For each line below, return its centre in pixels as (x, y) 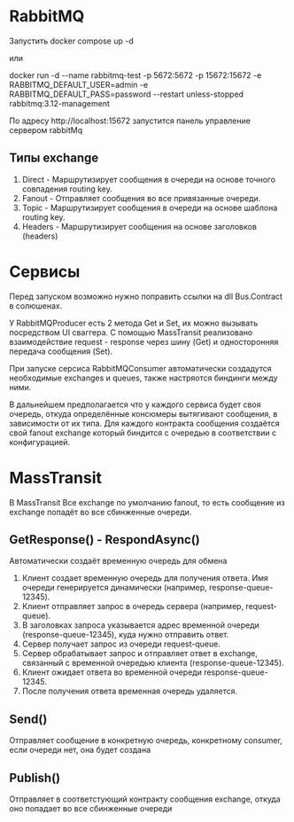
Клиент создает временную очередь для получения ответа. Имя (145, 578)
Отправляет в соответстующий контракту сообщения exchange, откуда (145, 799)
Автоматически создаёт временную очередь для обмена (118, 561)
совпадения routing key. (67, 189)
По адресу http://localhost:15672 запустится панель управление (130, 121)
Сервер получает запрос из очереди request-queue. (121, 644)
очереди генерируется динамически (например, (115, 588)
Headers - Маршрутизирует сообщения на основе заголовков (139, 226)
